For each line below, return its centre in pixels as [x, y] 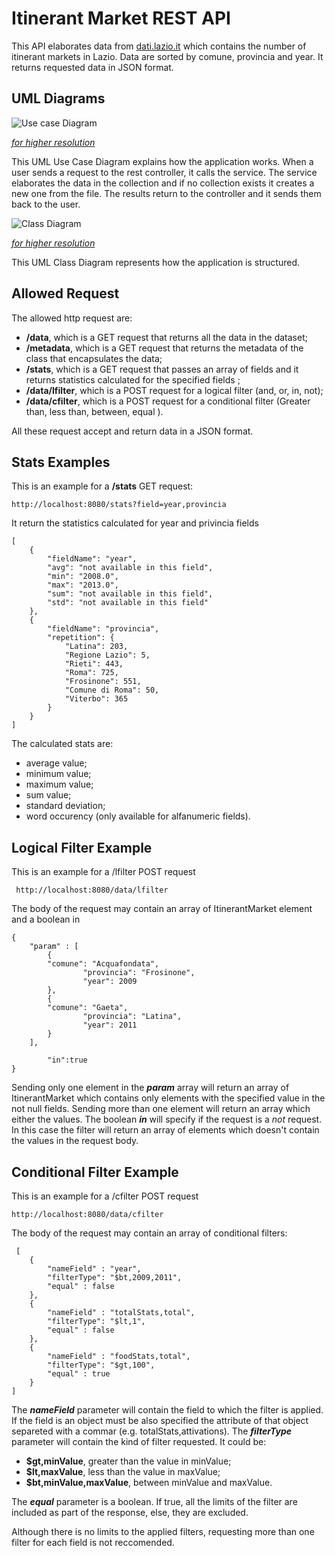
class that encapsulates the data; [94, 358]
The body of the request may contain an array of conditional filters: [149, 1233]
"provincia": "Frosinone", [139, 973]
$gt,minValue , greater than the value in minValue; [128, 1461]
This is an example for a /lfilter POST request [103, 872]
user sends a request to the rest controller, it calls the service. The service [164, 172]
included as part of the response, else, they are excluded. [130, 1512]
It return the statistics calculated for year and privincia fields [135, 523]
